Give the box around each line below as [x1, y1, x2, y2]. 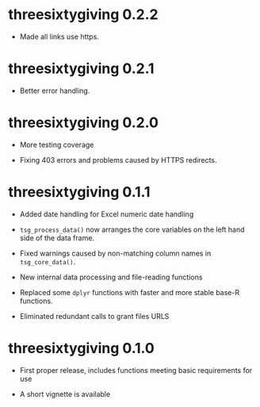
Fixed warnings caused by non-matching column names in [19, 248, 212, 258]
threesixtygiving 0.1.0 [8, 339, 155, 357]
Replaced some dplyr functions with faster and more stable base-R [19, 287, 240, 297]
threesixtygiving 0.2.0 [8, 113, 159, 132]
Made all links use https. [19, 32, 99, 41]
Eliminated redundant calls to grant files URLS [19, 311, 170, 321]
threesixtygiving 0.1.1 [8, 183, 151, 201]
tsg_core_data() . [19, 256, 76, 267]
